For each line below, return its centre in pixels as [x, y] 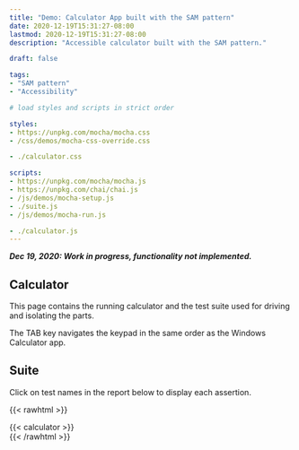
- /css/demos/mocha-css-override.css [80, 141]
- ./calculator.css [46, 157]
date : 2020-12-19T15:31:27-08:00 [72, 26]
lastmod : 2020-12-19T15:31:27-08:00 [78, 34]
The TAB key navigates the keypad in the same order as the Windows [138, 333]
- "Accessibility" [44, 91]
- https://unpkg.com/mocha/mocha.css [80, 132]
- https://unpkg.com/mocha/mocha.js [78, 182]
